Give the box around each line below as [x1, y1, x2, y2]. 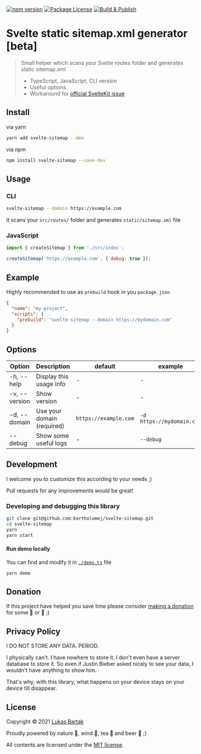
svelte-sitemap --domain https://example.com [6, 206, 121, 212]
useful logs [35, 438, 68, 447]
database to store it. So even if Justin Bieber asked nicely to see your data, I [6, 660, 194, 668]
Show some [35, 431, 69, 440]
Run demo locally [6, 545, 50, 552]
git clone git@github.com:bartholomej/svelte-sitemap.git [6, 516, 154, 522]
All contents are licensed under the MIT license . [6, 741, 124, 749]
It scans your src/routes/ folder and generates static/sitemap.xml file [6, 217, 181, 224]
